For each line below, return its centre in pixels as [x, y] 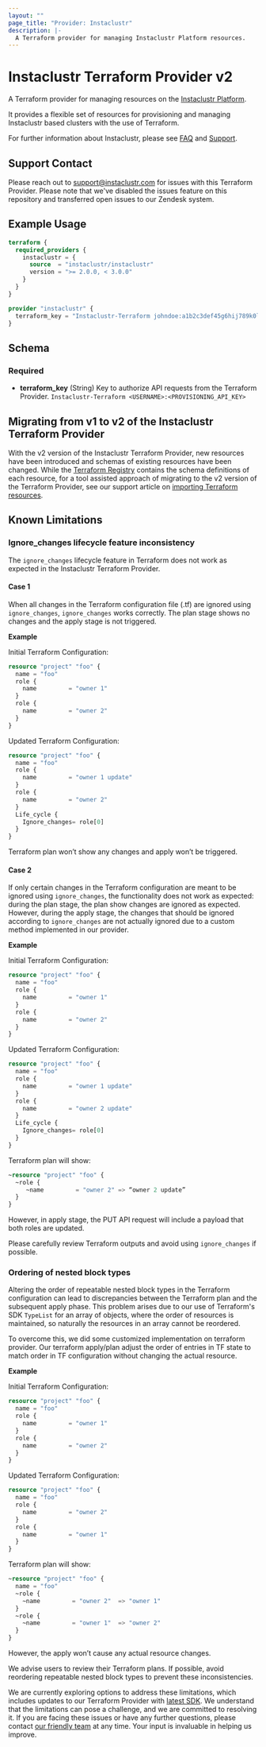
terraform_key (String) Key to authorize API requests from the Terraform [138, 388]
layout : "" [26, 15]
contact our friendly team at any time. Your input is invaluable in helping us [130, 1726]
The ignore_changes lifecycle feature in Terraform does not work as [118, 560]
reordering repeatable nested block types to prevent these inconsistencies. [131, 1677]
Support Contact [50, 163]
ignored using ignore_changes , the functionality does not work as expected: [131, 896]
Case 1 [19, 587]
